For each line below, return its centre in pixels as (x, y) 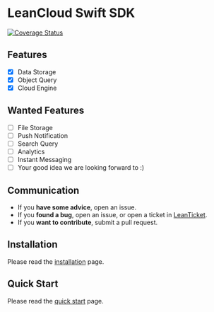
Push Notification (43, 135)
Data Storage (37, 71)
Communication (43, 190)
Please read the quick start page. (55, 301)
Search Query (38, 144)
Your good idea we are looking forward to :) (81, 168)
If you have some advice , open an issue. (77, 207)
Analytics (31, 151)
